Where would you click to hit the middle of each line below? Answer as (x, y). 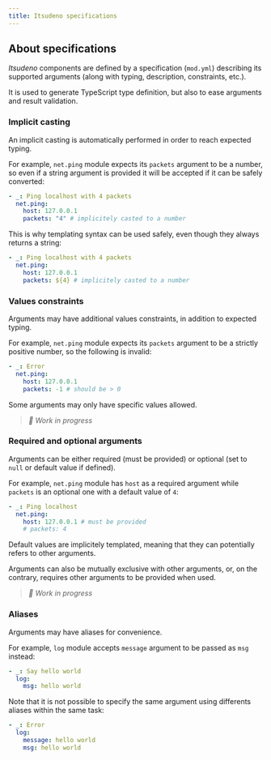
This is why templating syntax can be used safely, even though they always (134, 234)
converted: (26, 181)
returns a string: (35, 243)
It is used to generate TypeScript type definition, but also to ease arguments (135, 92)
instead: (22, 656)
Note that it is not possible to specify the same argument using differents (130, 702)
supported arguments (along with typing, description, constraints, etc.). (127, 77)
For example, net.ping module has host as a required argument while (124, 483)
